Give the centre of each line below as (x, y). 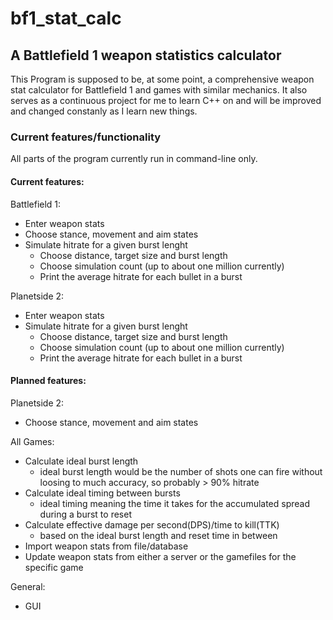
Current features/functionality (86, 137)
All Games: (32, 441)
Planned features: (48, 381)
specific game (54, 567)
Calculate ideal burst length (81, 461)
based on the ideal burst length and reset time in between (158, 535)
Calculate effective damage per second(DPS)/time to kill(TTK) (152, 524)
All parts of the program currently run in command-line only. (134, 159)
